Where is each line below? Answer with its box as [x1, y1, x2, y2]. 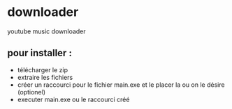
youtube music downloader [7, 27, 86, 35]
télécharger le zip [17, 65, 68, 74]
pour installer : [7, 47, 72, 59]
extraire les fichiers [17, 73, 73, 81]
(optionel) [17, 87, 46, 96]
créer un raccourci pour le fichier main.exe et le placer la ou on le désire [17, 81, 225, 89]
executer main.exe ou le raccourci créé [17, 95, 130, 103]
